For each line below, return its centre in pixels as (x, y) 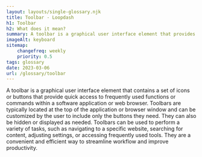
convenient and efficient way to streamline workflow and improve (87, 141)
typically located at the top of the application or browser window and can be (101, 109)
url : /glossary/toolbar (36, 73)
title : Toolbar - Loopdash (40, 17)
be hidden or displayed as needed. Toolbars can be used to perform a (93, 122)
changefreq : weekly (42, 51)
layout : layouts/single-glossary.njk (54, 12)
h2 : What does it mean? (36, 29)
